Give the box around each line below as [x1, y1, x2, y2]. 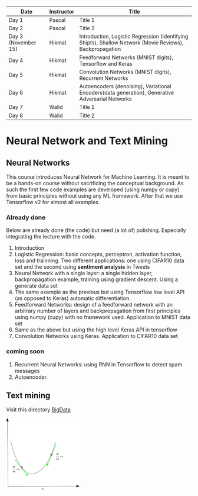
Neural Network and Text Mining [6, 134, 169, 148]
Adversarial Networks [79, 95, 132, 102]
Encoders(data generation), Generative [79, 89, 174, 96]
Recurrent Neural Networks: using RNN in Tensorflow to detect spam [14, 360, 183, 368]
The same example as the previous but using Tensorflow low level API [14, 288, 185, 296]
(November [8, 39, 37, 46]
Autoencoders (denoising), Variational [79, 83, 171, 89]
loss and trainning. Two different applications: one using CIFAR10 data [14, 257, 184, 264]
